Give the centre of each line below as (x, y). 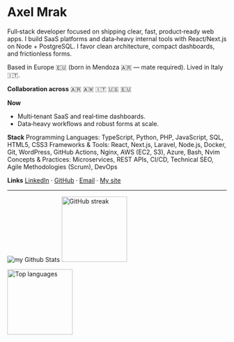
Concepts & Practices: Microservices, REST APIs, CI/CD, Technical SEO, (110, 159)
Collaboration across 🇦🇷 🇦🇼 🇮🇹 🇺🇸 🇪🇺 (69, 88)
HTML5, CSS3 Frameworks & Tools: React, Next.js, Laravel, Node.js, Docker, (117, 144)
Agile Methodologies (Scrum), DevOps (62, 166)
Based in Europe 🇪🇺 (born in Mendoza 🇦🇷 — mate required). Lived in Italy (115, 67)
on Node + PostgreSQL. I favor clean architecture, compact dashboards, (111, 46)
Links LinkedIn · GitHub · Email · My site (64, 180)
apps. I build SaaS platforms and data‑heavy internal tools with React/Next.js (117, 38)
